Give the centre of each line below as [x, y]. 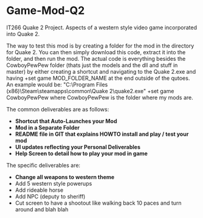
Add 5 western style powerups [53, 183]
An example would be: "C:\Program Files [57, 84]
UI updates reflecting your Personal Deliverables [78, 147]
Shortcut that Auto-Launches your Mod [66, 121]
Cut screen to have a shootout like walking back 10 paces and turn [98, 203]
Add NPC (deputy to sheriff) [50, 196]
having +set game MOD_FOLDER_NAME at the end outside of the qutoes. [98, 78]
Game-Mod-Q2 [46, 11]
